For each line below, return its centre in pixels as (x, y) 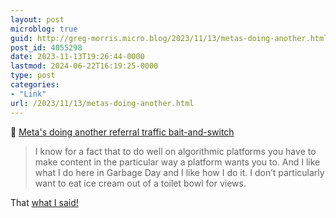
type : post (33, 76)
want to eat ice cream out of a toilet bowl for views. (140, 183)
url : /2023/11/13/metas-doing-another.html (102, 103)
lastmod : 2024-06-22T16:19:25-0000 (84, 66)
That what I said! (44, 202)
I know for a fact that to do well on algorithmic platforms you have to (175, 151)
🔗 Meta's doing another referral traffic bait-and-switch (122, 132)
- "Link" (28, 94)
